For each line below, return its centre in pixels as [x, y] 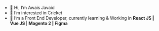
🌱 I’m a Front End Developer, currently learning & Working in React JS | [82, 18]
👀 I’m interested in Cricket [36, 13]
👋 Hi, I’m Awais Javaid [32, 8]
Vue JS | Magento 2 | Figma [39, 23]
